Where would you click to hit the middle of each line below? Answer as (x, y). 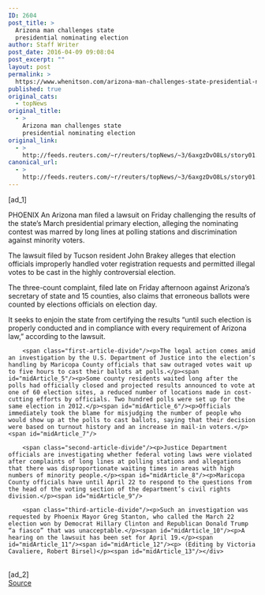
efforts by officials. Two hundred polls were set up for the (141, 399)
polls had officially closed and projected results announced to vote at (132, 385)
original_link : (33, 140)
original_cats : (33, 96)
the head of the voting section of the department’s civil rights (119, 489)
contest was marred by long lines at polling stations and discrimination (123, 232)
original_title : (35, 111)
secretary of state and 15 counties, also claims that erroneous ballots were (129, 296)
